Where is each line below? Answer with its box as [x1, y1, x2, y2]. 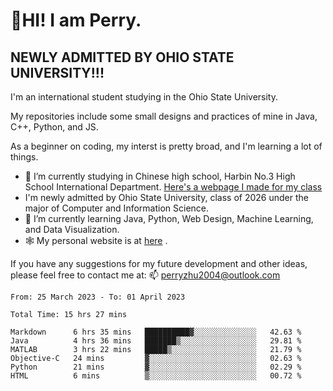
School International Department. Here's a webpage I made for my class [24, 181, 323, 193]
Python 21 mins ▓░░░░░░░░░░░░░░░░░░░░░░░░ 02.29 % [10, 362, 302, 372]
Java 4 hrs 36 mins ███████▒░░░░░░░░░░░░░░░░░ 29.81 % [10, 336, 302, 346]
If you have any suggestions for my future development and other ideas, [10, 258, 308, 269]
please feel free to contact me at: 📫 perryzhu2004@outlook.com [10, 269, 281, 281]
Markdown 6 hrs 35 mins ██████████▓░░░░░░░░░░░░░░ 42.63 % [10, 327, 302, 337]
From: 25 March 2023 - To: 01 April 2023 [10, 292, 186, 302]
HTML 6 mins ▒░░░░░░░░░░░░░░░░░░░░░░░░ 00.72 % [10, 371, 302, 381]
